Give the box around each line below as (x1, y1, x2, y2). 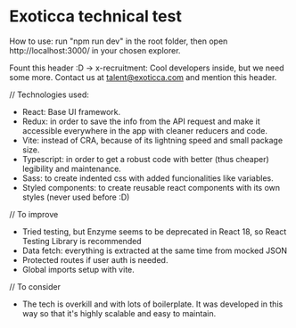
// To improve (9, 209, 59, 219)
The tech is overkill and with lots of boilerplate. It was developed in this (21, 299, 284, 309)
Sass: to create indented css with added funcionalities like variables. (21, 172, 274, 184)
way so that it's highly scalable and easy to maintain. (21, 307, 217, 318)
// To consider (9, 281, 61, 291)
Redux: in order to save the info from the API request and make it (21, 116, 260, 127)
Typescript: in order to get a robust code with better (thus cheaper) (21, 153, 269, 164)
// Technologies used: (9, 89, 89, 100)
